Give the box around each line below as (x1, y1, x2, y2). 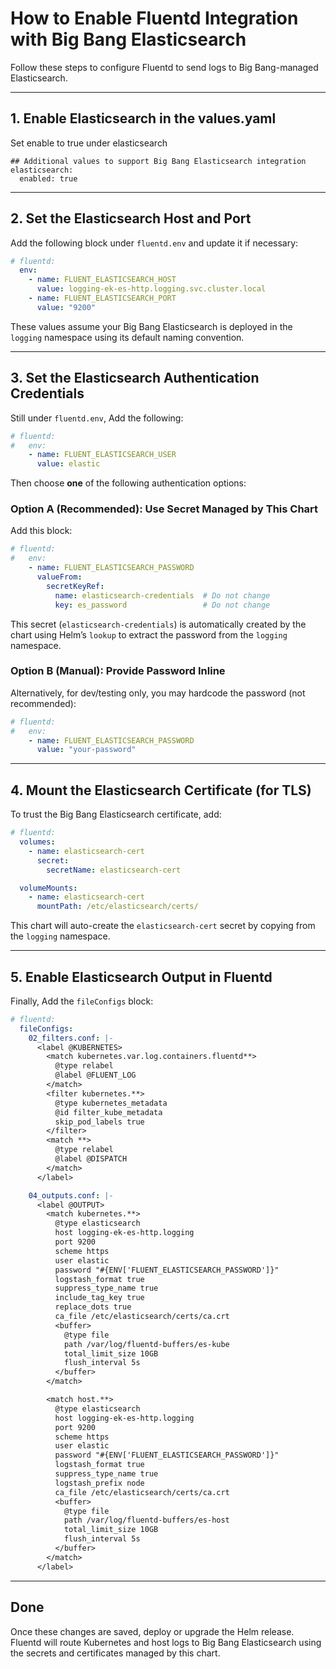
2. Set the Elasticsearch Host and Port (10, 210, 252, 227)
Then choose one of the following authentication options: (10, 477, 247, 489)
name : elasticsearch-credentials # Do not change (54, 590, 271, 601)
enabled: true (19, 173, 78, 184)
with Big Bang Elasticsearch (10, 28, 247, 51)
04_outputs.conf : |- (28, 1190, 114, 1201)
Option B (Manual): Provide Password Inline (10, 664, 226, 678)
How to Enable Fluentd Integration (10, 7, 299, 30)
